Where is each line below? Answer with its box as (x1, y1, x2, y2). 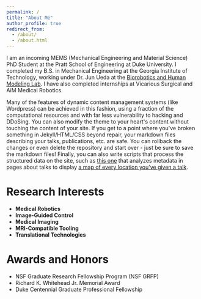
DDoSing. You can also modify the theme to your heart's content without (6, 118, 189, 125)
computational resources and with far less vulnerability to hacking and (6, 111, 183, 119)
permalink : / (6, 9, 40, 15)
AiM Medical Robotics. (6, 87, 63, 94)
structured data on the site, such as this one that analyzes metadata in (6, 157, 183, 164)
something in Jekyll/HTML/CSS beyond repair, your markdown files (6, 131, 176, 138)
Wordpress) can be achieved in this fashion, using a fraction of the (6, 105, 174, 112)
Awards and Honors (6, 253, 109, 267)
